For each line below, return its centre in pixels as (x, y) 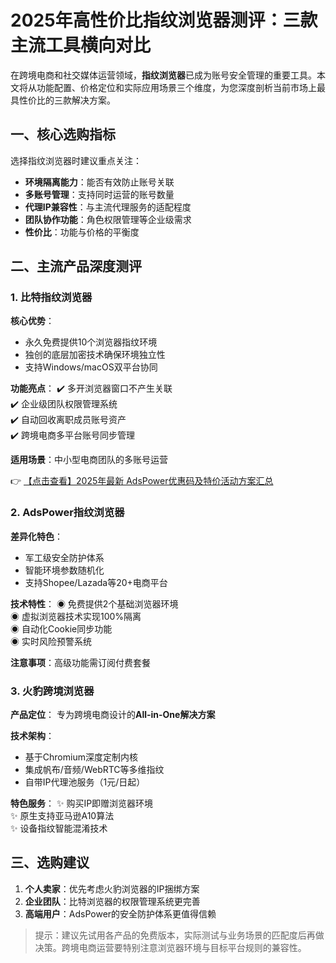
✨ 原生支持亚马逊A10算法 (62, 816)
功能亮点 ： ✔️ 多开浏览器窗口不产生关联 (91, 388)
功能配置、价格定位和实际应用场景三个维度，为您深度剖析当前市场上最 (181, 87)
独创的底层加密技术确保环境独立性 (95, 355)
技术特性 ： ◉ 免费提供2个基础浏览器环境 (94, 603)
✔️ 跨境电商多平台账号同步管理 (72, 435)
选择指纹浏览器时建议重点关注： (76, 160)
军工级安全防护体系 (64, 557)
